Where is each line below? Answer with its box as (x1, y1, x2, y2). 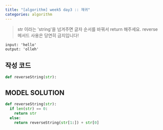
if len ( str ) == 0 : (9, 106, 48, 111)
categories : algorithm (5, 12, 52, 17)
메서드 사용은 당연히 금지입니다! (17, 32, 79, 38)
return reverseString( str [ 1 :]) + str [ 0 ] (14, 120, 99, 125)
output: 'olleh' (5, 47, 39, 52)
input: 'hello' (5, 42, 37, 47)
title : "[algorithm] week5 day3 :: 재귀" (5, 7, 91, 12)
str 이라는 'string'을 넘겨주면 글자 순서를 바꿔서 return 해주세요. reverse (17, 26, 158, 32)
